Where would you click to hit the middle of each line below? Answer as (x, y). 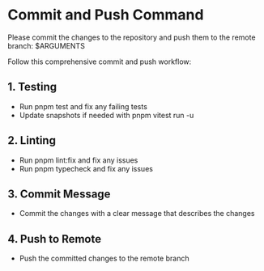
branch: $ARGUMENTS (47, 45)
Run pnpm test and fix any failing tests (83, 106)
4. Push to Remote (55, 239)
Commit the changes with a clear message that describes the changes (137, 214)
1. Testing (32, 87)
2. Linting (32, 140)
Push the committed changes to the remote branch (104, 258)
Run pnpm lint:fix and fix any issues (79, 160)
